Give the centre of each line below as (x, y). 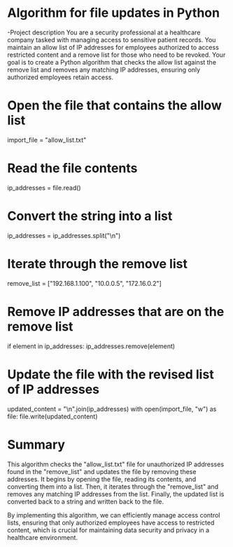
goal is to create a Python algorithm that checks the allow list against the (112, 62)
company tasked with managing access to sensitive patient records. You (112, 39)
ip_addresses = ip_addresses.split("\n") (64, 235)
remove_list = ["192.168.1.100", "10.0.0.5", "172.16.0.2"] (85, 283)
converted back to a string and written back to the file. (86, 501)
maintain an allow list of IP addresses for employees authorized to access (113, 47)
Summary (36, 444)
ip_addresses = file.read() (44, 187)
